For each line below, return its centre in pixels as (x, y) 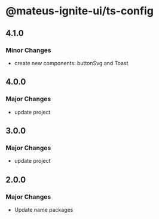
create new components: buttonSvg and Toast (71, 63)
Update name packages (44, 209)
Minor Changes (28, 50)
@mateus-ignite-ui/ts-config (79, 11)
